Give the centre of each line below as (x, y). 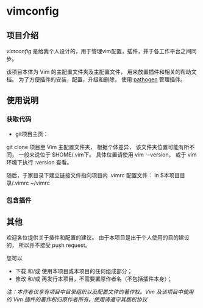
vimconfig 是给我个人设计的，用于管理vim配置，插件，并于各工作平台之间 (99, 51)
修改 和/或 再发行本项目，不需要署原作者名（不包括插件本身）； (94, 279)
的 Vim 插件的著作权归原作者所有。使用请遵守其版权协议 (77, 299)
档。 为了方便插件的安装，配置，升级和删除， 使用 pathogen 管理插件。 (96, 79)
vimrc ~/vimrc (32, 183)
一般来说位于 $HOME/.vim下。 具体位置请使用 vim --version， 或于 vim (107, 155)
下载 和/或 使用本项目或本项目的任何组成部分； (74, 271)
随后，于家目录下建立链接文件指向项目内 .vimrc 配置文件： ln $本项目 (93, 175)
